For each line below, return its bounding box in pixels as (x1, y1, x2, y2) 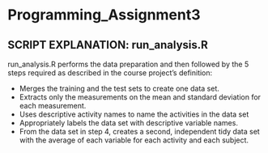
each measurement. (19, 101, 87, 110)
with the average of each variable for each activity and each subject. (19, 135, 249, 145)
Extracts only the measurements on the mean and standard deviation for (19, 92, 261, 102)
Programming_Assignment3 (7, 6, 201, 24)
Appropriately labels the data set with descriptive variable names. (19, 118, 238, 127)
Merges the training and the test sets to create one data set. (19, 83, 219, 93)
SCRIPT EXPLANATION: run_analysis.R (7, 38, 208, 52)
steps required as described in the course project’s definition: (7, 68, 213, 78)
